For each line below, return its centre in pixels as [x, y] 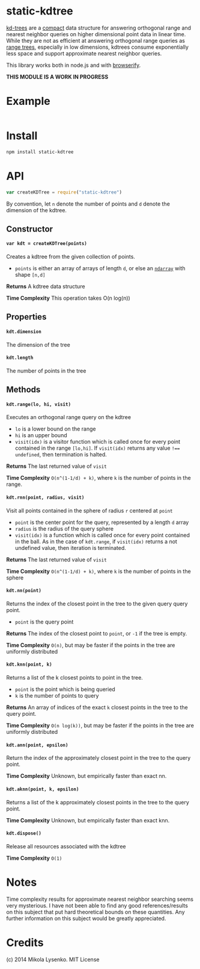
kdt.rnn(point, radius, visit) [45, 498]
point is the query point [44, 622]
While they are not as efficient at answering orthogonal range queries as [95, 40]
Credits [25, 942]
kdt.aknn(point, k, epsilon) [43, 789]
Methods [23, 390]
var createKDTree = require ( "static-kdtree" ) [64, 192]
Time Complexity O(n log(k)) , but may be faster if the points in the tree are [100, 725]
